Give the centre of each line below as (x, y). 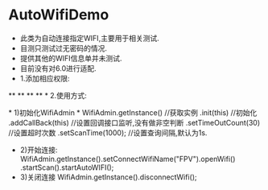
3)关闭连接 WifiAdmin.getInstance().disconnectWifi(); (108, 177)
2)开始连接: (39, 150)
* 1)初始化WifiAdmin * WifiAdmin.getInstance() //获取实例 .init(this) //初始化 (133, 112)
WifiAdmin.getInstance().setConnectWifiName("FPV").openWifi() (128, 159)
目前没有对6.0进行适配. (58, 68)
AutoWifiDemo (59, 15)
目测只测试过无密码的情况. (63, 48)
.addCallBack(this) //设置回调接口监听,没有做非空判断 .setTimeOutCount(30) (134, 122)
